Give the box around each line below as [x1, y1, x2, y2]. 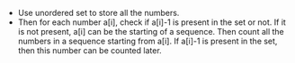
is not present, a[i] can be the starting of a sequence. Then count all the [17, 27, 285, 36]
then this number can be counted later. [17, 45, 162, 56]
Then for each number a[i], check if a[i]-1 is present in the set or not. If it [17, 17, 286, 28]
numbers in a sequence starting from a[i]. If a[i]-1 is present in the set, [17, 35, 278, 46]
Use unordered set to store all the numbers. [17, 8, 180, 18]
